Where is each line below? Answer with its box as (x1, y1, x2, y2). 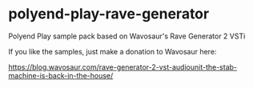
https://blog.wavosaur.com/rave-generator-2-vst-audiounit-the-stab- (8, 62, 238, 72)
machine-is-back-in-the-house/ (8, 70, 114, 80)
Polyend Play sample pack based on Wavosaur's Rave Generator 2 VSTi (8, 31, 246, 41)
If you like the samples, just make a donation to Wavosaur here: (8, 46, 217, 56)
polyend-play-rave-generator (8, 5, 210, 23)
